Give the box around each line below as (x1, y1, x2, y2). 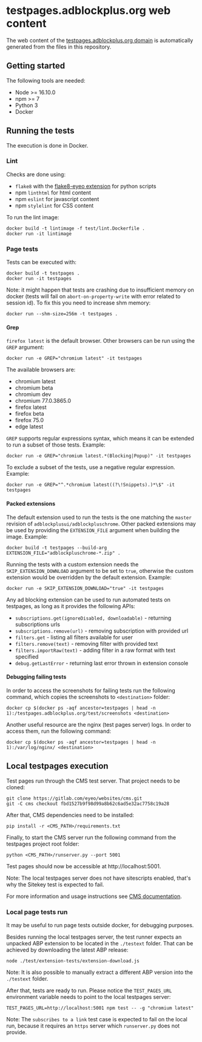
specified (15, 653, 39, 660)
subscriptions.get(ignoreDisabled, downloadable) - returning (15, 614, 172, 622)
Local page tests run (6, 908, 68, 916)
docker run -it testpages (6, 276, 72, 282)
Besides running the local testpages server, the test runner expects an (6, 933, 182, 941)
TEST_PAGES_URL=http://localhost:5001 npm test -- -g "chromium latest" (6, 1005, 194, 1011)
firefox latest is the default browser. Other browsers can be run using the (6, 337, 195, 344)
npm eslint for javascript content (15, 195, 99, 202)
